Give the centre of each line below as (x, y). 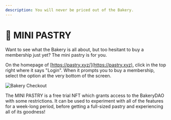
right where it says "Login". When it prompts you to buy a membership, (80, 70)
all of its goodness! (25, 112)
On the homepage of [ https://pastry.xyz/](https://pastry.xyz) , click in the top (86, 65)
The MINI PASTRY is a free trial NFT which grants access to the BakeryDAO (85, 95)
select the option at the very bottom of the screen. (58, 76)
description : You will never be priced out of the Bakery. (70, 10)
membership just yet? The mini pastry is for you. (56, 55)
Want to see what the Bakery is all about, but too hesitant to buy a (75, 50)
